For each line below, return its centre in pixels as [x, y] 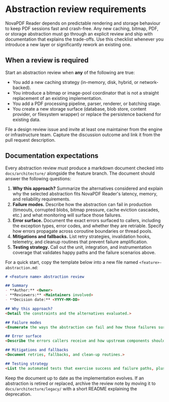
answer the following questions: [38, 178]
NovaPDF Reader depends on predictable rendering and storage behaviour [83, 23]
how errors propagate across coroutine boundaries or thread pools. [82, 231]
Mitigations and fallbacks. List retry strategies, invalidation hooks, [81, 236]
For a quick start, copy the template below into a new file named [72, 262]
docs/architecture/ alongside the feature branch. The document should [80, 173]
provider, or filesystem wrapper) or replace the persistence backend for [87, 114]
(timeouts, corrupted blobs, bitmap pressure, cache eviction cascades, [86, 210]
